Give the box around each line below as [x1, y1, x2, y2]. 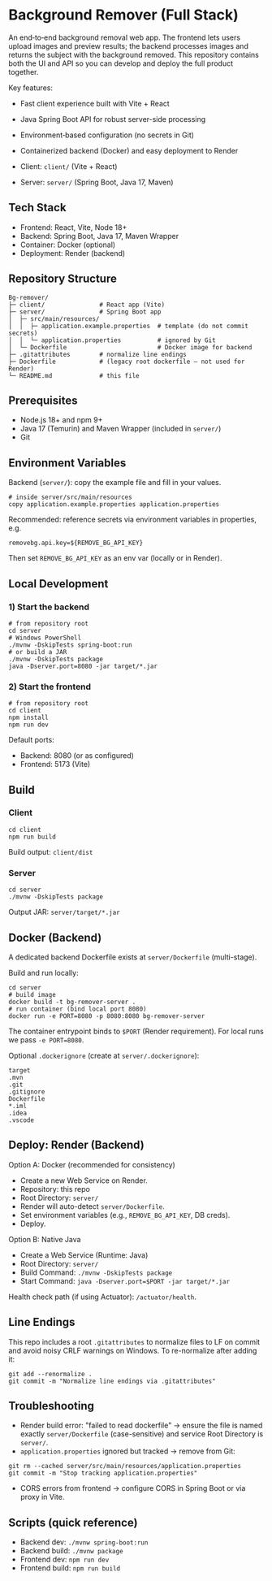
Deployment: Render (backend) [19, 248, 126, 258]
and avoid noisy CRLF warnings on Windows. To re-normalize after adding [8, 1345, 257, 1355]
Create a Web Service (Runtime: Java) [19, 1250, 149, 1260]
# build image [8, 990, 57, 998]
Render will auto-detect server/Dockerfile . [19, 1201, 165, 1211]
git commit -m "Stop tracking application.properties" [8, 1469, 198, 1478]
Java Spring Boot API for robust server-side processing [19, 114, 206, 123]
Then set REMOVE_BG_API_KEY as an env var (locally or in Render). [8, 553, 222, 563]
